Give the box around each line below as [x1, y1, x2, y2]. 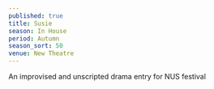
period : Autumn [8, 34, 60, 43]
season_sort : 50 [8, 42, 63, 50]
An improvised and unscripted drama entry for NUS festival [8, 72, 207, 81]
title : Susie [8, 19, 53, 28]
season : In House [8, 27, 67, 35]
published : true [8, 11, 63, 20]
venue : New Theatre [8, 49, 75, 57]
